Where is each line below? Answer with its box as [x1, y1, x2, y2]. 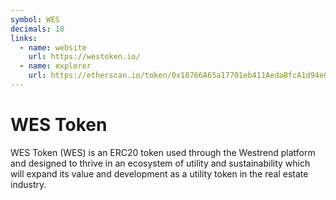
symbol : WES [10, 14, 60, 25]
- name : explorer [19, 61, 92, 71]
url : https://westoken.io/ [28, 52, 141, 62]
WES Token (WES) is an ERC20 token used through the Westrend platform [10, 146, 316, 158]
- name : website [19, 42, 87, 53]
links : [10, 33, 38, 43]
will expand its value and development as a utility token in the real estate [10, 167, 309, 180]
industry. [10, 178, 47, 190]
